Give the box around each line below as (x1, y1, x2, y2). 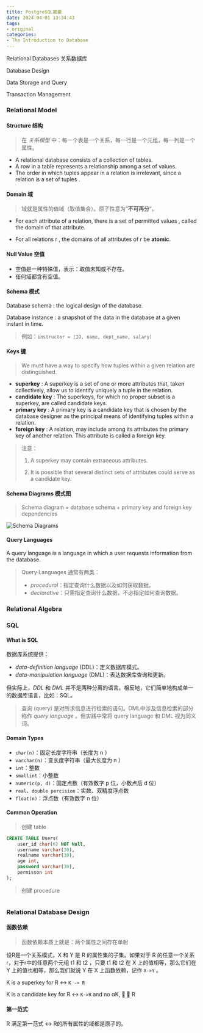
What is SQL (6, 636, 38, 644)
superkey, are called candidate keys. (15, 399, 108, 406)
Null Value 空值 (6, 250, 45, 257)
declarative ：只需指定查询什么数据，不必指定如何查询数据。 (30, 589, 182, 597)
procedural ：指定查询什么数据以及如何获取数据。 (30, 581, 154, 589)
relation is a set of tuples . (15, 176, 80, 183)
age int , (17, 858, 40, 864)
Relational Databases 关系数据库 (6, 55, 87, 62)
